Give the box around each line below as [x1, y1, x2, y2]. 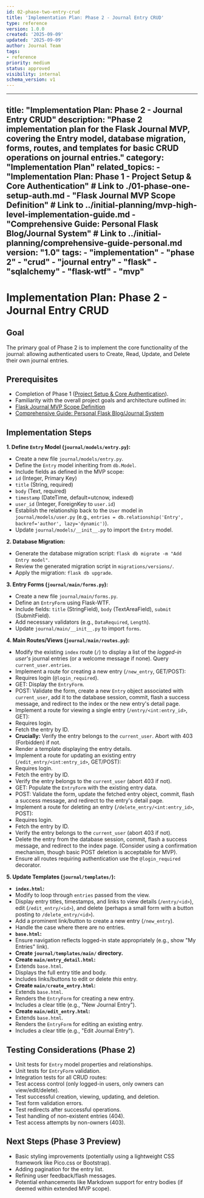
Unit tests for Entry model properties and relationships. [15, 1061, 153, 1068]
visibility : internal [6, 71, 61, 77]
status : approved [6, 65, 50, 72]
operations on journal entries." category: [6, 152, 165, 163]
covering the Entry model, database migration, [6, 133, 186, 143]
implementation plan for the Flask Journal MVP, [6, 124, 190, 134]
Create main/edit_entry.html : [15, 1008, 90, 1015]
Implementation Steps [6, 427, 92, 437]
